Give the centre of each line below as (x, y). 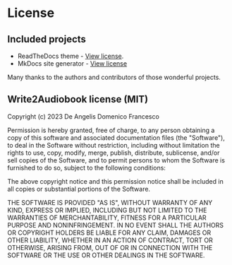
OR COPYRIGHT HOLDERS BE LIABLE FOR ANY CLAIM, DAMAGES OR (109, 232)
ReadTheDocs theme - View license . (71, 56)
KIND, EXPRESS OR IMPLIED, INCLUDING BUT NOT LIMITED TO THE (107, 210)
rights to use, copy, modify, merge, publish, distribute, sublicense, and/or (114, 153)
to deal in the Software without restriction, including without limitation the (114, 145)
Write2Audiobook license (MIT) (78, 99)
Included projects (47, 39)
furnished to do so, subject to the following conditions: (86, 167)
